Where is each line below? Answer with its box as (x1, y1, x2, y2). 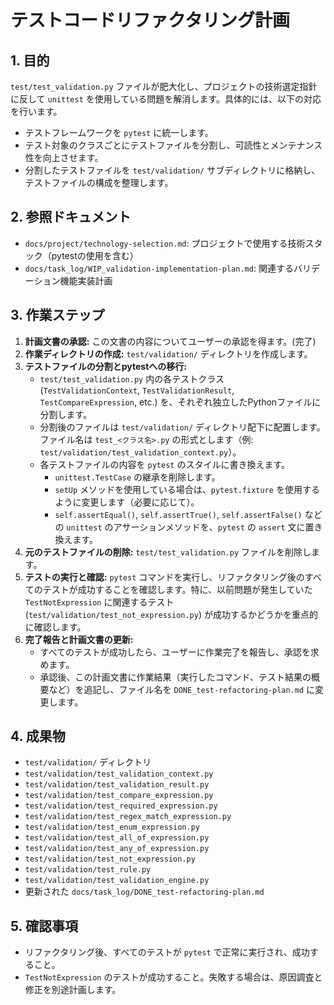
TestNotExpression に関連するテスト (24, 596, 175, 608)
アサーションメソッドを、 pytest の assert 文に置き (113, 521, 323, 533)
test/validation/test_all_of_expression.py (24, 833, 210, 843)
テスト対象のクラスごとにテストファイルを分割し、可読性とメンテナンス (24, 139, 323, 151)
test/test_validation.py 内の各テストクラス (39, 372, 225, 385)
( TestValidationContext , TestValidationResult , (39, 384, 235, 396)
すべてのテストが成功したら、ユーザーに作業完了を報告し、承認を (39, 646, 311, 658)
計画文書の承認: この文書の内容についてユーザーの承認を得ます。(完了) (24, 335, 317, 347)
